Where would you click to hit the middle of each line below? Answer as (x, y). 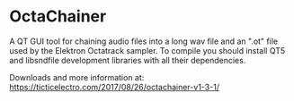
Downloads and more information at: (77, 77)
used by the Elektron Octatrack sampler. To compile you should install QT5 (147, 50)
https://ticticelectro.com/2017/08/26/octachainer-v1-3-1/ (115, 87)
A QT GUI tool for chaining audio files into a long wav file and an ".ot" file (144, 41)
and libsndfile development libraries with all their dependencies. (128, 60)
